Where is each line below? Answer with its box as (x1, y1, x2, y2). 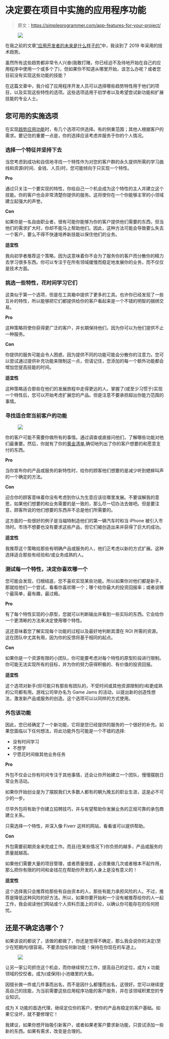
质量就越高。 (5, 850, 32, 856)
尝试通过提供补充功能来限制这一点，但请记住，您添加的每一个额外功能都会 (9, 358, 164, 364)
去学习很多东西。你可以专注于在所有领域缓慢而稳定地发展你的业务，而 (5, 259, 151, 265)
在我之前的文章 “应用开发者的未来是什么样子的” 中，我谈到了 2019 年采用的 (5, 42, 158, 48)
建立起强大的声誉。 (5, 198, 45, 205)
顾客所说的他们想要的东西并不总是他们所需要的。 (14, 507, 116, 513)
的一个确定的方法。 (5, 473, 45, 480)
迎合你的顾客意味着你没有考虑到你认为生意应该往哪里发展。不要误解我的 (5, 494, 155, 500)
